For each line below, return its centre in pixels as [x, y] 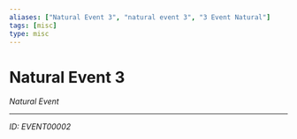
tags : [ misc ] [33, 26]
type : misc [29, 33]
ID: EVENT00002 [40, 127]
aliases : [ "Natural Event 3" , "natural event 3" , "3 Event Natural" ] [140, 17]
